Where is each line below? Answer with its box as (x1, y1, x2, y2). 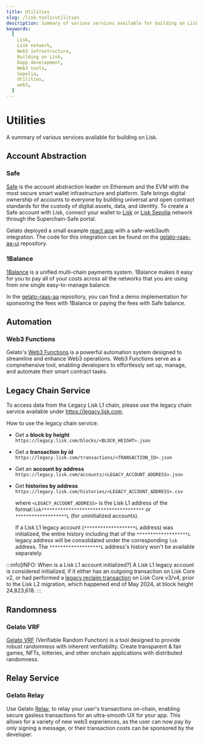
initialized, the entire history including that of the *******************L (14, 530, 192, 538)
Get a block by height (14, 432, 70, 439)
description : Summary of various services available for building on (6, 20, 185, 26)
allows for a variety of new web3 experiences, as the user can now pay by (6, 717, 192, 725)
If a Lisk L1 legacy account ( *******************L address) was (14, 524, 173, 531)
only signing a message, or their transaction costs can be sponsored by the (6, 724, 195, 731)
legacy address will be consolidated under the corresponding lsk (14, 537, 178, 544)
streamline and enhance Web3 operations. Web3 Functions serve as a (6, 355, 181, 363)
